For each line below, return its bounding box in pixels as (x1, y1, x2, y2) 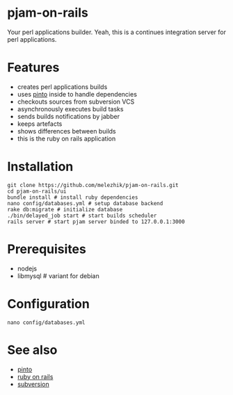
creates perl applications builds (17, 82, 108, 91)
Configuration (7, 296, 90, 312)
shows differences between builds (17, 127, 116, 135)
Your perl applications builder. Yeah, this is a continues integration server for (7, 28, 226, 36)
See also (7, 342, 58, 357)
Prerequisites (7, 241, 87, 257)
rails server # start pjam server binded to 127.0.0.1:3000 (7, 218, 186, 225)
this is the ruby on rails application (17, 134, 116, 143)
